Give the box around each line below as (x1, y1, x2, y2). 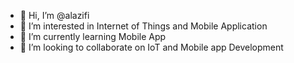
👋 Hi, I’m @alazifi (19, 10, 90, 21)
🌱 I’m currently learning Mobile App (19, 31, 167, 42)
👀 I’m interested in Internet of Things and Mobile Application (19, 20, 268, 32)
